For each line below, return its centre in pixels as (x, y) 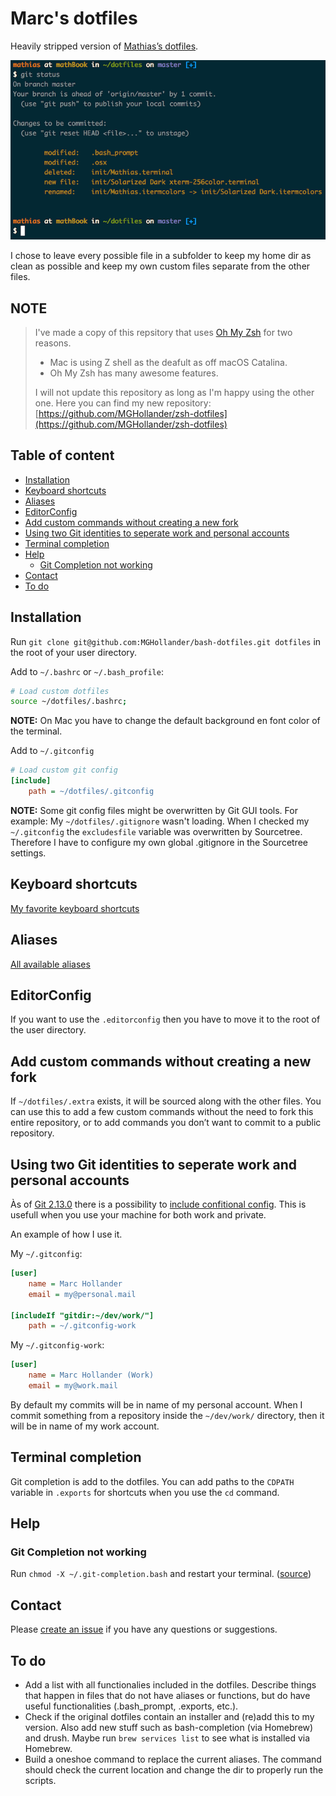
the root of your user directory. (74, 652)
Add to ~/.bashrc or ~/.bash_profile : (87, 671)
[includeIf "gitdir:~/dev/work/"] (82, 1315)
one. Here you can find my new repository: (123, 403)
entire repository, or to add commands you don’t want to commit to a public (166, 1123)
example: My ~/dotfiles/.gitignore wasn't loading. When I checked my (160, 821)
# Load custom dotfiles (60, 691)
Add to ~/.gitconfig (52, 751)
